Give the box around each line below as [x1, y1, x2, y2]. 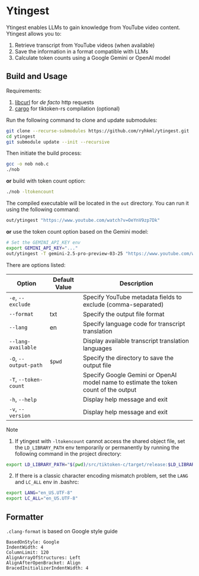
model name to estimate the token [82, 378, 178, 386]
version [9, 412, 31, 419]
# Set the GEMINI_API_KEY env [6, 239, 81, 246]
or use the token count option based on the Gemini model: [6, 228, 149, 235]
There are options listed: [6, 261, 66, 268]
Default [53, 275, 74, 284]
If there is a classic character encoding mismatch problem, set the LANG [14, 472, 188, 479]
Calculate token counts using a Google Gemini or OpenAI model [14, 54, 171, 61]
